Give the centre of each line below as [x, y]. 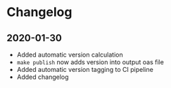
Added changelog [43, 77]
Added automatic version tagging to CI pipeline [85, 69]
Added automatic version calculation [70, 54]
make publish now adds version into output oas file [90, 62]
